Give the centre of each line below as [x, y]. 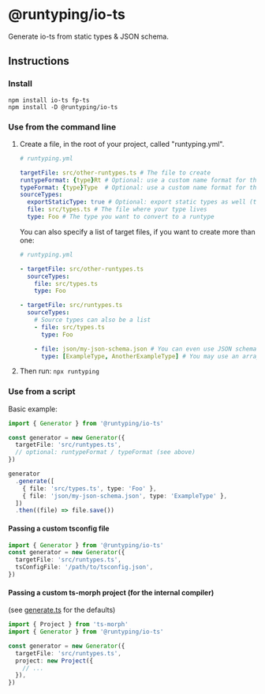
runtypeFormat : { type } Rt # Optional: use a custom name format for [133, 180]
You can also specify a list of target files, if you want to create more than [137, 231]
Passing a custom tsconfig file [59, 528]
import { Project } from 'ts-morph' [68, 625]
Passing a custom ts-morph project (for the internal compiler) [111, 592]
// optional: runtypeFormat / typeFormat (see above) [105, 452]
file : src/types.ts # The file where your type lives [117, 210]
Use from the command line [62, 126]
